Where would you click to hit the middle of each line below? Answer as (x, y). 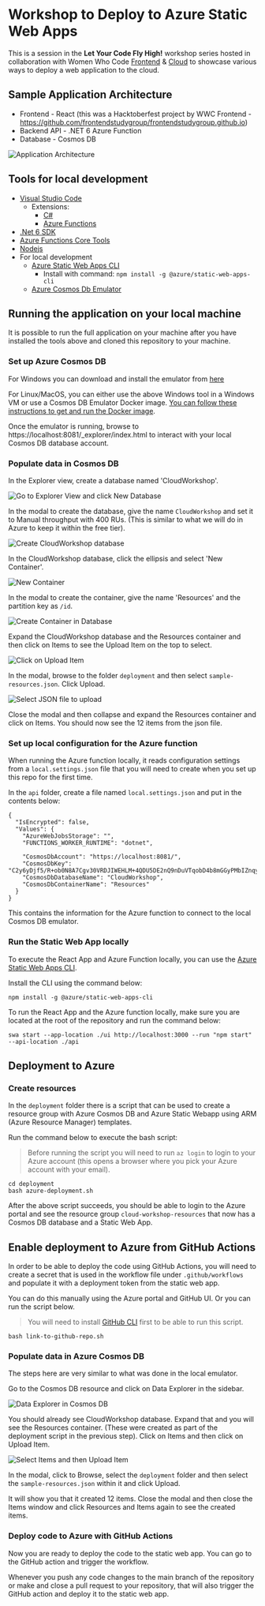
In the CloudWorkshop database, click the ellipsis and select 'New (116, 558)
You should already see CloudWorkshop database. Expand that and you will (131, 1420)
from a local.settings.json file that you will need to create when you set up (132, 769)
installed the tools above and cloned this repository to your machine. (119, 341)
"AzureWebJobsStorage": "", (68, 836)
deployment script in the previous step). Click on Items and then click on (126, 1436)
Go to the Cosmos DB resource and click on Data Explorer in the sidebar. (126, 1389)
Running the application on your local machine (125, 313)
